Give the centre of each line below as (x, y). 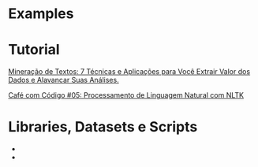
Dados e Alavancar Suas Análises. (64, 80)
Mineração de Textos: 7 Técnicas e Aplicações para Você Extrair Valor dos (129, 72)
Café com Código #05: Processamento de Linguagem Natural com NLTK (126, 95)
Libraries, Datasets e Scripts (103, 127)
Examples (41, 14)
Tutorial (34, 50)
